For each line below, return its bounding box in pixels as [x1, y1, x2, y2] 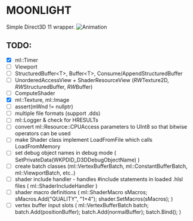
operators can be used [14, 130, 71, 137]
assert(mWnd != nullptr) [14, 103, 73, 110]
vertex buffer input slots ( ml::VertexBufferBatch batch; [14, 201, 149, 208]
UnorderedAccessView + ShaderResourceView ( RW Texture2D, [14, 76, 169, 83]
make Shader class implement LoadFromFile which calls [14, 136, 153, 144]
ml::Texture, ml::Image [14, 97, 70, 104]
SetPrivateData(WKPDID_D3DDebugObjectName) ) [14, 156, 140, 163]
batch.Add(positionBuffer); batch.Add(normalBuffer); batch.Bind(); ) [14, 208, 182, 215]
